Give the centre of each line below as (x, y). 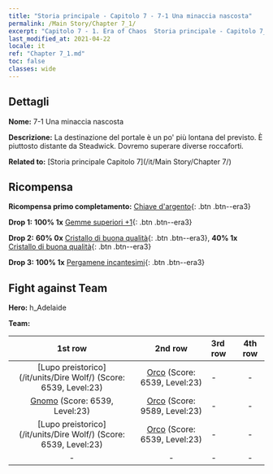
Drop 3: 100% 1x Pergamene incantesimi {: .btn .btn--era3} (107, 263)
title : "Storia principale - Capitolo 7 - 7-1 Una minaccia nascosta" (130, 16)
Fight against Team (58, 288)
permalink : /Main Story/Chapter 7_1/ (72, 24)
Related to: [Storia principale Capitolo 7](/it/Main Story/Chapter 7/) (120, 161)
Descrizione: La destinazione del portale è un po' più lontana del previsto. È (136, 137)
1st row (72, 349)
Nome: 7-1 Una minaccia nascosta (66, 121)
